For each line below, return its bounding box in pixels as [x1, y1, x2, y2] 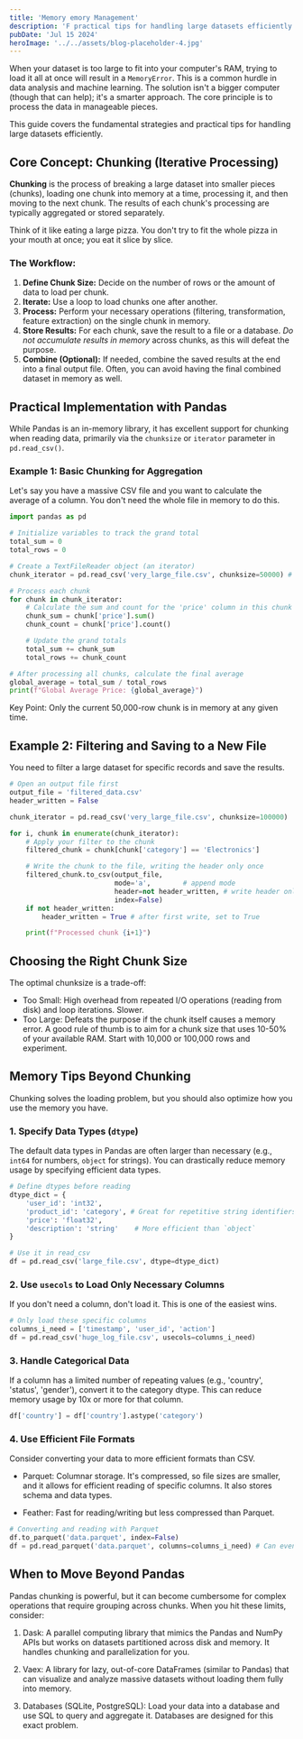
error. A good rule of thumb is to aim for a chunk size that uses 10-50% [22, 1024, 287, 1035]
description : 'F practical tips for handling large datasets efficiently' [9, 22, 297, 31]
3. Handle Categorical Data [9, 1354, 130, 1366]
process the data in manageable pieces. [9, 101, 159, 113]
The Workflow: [9, 256, 77, 269]
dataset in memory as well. [22, 373, 124, 384]
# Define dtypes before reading [9, 1182, 131, 1192]
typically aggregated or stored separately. [9, 207, 165, 218]
